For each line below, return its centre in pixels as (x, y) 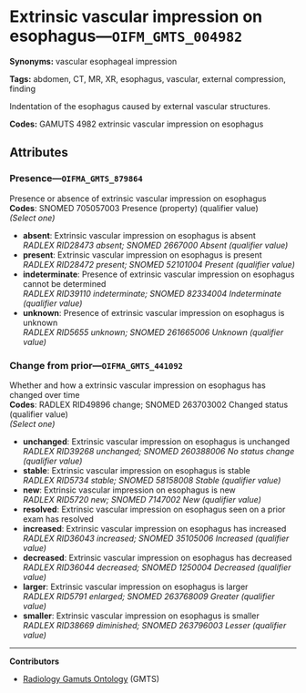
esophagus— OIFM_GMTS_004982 (126, 36)
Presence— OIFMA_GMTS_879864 (76, 178)
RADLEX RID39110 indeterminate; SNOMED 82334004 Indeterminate (152, 293)
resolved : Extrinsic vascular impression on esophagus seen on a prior (154, 509)
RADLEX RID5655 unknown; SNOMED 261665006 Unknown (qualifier (153, 332)
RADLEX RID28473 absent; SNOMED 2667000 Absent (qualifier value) (155, 245)
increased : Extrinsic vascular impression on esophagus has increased (154, 528)
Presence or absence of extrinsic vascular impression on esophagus (138, 199)
